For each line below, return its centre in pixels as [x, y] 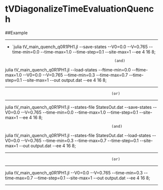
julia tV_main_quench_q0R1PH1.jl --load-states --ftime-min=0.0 [68, 69]
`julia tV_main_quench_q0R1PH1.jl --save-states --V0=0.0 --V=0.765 [80, 47]
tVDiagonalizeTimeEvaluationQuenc [80, 9]
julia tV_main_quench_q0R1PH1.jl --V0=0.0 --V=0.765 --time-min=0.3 [74, 173]
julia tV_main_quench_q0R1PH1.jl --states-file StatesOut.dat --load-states [78, 135]
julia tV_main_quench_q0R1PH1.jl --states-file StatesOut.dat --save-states [78, 107]
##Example [16, 33]
